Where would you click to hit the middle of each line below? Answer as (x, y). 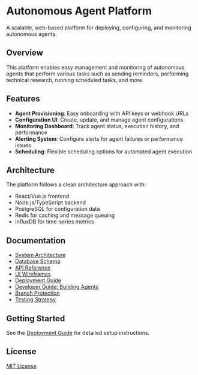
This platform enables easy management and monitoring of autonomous (95, 67)
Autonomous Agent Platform (79, 11)
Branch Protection (37, 293)
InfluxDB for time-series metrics (54, 222)
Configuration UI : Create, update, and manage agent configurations (99, 120)
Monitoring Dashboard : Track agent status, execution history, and (97, 126)
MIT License (22, 366)
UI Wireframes (33, 274)
